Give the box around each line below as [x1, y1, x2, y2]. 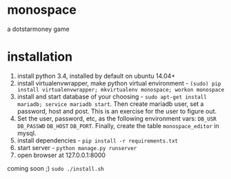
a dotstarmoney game [7, 25, 70, 33]
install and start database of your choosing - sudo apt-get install [17, 92, 207, 101]
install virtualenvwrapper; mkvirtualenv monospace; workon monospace [17, 86, 225, 93]
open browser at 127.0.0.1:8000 [17, 151, 106, 159]
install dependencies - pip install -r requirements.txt [17, 136, 178, 145]
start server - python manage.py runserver [17, 143, 137, 151]
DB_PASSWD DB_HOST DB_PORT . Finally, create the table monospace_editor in [17, 121, 219, 129]
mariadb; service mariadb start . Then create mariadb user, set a [17, 99, 204, 108]
